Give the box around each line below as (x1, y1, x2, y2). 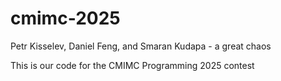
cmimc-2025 (10, 7, 121, 30)
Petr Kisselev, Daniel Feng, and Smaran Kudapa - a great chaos (10, 40, 272, 52)
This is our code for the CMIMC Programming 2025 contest (10, 59, 255, 71)
